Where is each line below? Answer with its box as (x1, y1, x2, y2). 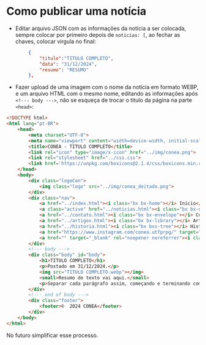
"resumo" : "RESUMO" (39, 66, 89, 73)
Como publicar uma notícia (6, 4, 147, 18)
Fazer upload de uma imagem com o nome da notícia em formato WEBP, (15, 83, 199, 91)
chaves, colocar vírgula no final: (15, 37, 96, 45)
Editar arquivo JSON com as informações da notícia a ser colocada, (15, 25, 186, 32)
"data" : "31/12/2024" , (39, 61, 97, 67)
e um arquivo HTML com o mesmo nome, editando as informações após (15, 90, 198, 98)
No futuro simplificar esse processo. (6, 331, 99, 339)
